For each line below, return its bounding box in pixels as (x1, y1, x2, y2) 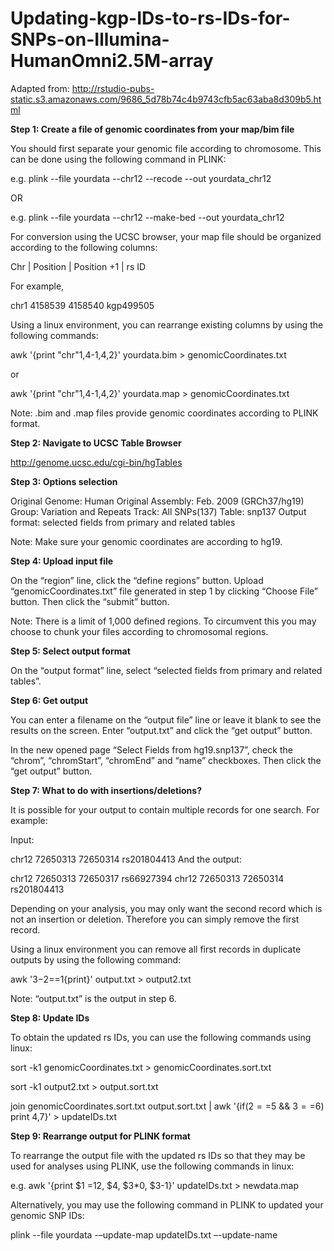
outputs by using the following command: (10, 953, 182, 966)
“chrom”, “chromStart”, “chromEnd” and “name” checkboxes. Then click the (10, 754, 322, 766)
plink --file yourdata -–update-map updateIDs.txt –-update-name (10, 1228, 278, 1241)
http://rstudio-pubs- (71, 82, 155, 94)
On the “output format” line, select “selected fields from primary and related (10, 664, 323, 676)
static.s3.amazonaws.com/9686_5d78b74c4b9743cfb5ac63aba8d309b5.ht (10, 93, 322, 105)
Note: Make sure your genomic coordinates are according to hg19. (10, 535, 283, 547)
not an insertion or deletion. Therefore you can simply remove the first (10, 913, 300, 925)
